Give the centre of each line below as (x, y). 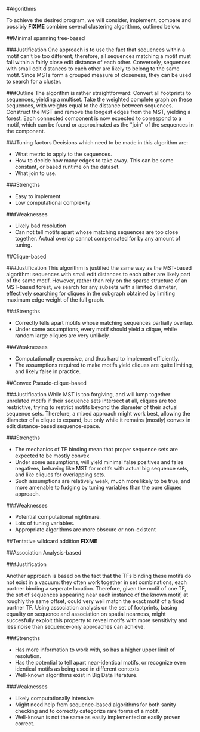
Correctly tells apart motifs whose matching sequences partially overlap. (104, 323)
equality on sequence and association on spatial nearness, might (86, 614)
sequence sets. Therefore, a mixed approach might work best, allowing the (99, 413)
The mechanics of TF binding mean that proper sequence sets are (96, 449)
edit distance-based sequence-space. (53, 426)
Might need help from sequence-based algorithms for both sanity (95, 705)
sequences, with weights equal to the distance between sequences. (90, 106)
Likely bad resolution (41, 226)
